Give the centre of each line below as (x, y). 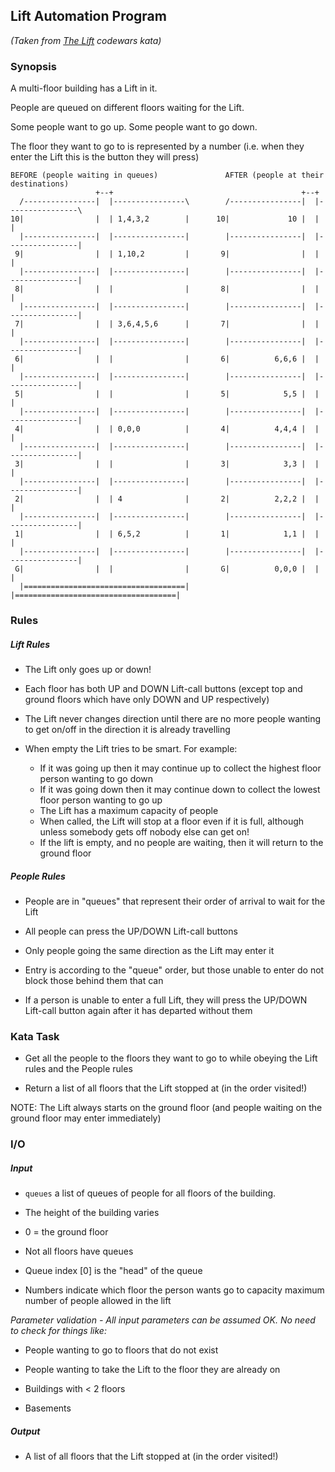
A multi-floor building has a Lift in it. (84, 88)
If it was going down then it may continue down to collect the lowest (180, 789)
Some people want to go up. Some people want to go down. (134, 127)
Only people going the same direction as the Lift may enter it (149, 950)
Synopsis (33, 66)
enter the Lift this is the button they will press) (105, 157)
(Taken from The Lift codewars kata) (86, 40)
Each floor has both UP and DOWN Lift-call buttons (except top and (163, 688)
